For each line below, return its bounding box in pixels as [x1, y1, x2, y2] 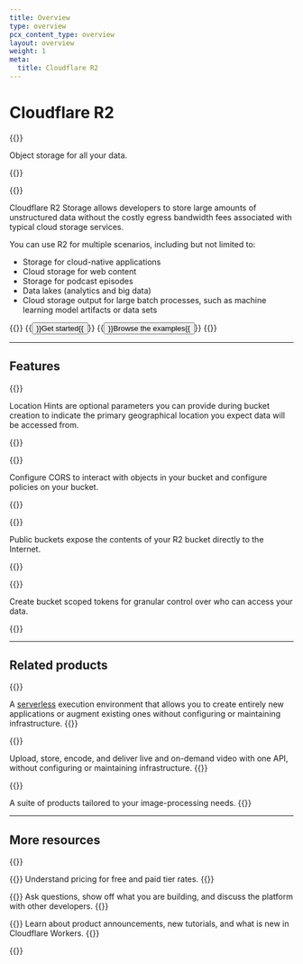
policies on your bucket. [9, 481, 99, 492]
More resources [9, 832, 101, 848]
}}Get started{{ [35, 323, 84, 333]
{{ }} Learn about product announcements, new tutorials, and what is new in [9, 918, 289, 930]
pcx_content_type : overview [9, 30, 115, 39]
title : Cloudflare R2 [17, 64, 99, 73]
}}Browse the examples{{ [107, 323, 191, 333]
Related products [9, 658, 108, 673]
